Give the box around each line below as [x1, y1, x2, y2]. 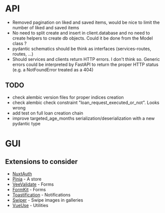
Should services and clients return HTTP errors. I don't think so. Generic [12, 56, 160, 62]
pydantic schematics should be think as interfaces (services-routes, [12, 46, 151, 52]
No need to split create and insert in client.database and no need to [12, 30, 150, 36]
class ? [12, 40, 27, 46]
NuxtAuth [12, 170, 32, 176]
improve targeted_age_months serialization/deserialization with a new [12, 115, 155, 121]
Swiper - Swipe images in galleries [12, 197, 83, 203]
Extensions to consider [5, 158, 78, 166]
